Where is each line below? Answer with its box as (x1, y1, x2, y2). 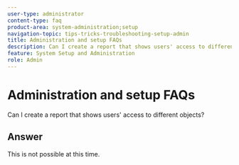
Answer (7, 131, 43, 143)
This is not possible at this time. (7, 149, 100, 158)
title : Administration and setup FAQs (7, 37, 122, 44)
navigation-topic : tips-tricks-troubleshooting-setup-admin (7, 30, 190, 38)
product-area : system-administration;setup (7, 23, 139, 30)
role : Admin (7, 57, 43, 64)
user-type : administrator (7, 10, 84, 18)
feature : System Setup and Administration (7, 50, 135, 57)
